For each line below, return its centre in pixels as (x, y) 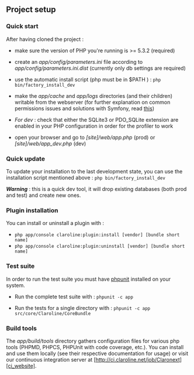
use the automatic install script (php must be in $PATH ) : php (88, 79)
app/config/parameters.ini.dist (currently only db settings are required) (100, 68)
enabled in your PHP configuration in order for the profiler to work (94, 126)
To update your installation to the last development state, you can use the (94, 171)
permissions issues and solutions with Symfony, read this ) (84, 108)
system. (15, 285)
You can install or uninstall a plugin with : (55, 223)
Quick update (26, 159)
